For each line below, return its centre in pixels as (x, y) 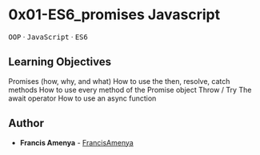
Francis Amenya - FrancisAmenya (76, 142)
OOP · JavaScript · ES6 (48, 37)
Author (26, 123)
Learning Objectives (60, 62)
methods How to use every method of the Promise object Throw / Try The (130, 89)
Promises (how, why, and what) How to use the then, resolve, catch (119, 81)
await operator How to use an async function (82, 98)
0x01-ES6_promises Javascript (114, 15)
